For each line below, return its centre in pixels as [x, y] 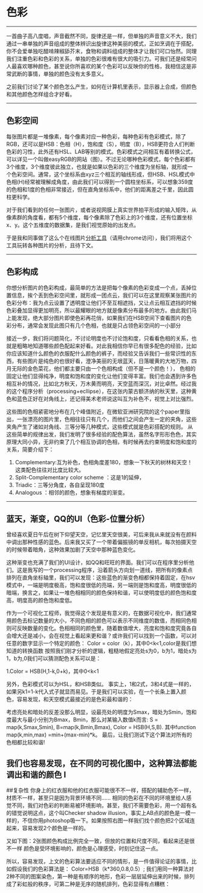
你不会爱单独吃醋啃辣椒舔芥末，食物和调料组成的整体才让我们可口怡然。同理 [101, 51]
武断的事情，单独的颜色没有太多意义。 [59, 74]
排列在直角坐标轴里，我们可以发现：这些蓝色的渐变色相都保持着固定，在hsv [101, 577]
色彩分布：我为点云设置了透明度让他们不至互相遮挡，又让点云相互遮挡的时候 [101, 302]
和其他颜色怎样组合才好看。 [41, 94]
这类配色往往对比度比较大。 [50, 470]
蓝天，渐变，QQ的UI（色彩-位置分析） [78, 518]
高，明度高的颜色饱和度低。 [41, 600]
